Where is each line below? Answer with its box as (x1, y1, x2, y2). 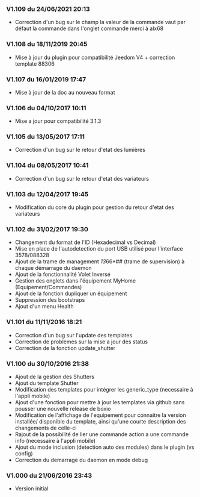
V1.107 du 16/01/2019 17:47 (6, 75, 86, 83)
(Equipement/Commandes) (14, 284, 82, 291)
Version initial (14, 485, 49, 492)
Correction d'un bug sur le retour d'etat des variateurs (14, 175, 149, 182)
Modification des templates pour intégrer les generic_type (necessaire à (14, 386, 193, 393)
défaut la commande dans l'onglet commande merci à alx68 (14, 25, 164, 32)
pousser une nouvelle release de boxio (14, 405, 111, 412)
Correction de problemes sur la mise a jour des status (14, 338, 148, 345)
